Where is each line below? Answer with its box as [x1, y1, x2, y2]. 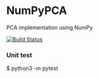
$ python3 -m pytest [6, 65, 58, 72]
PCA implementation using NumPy [6, 24, 93, 31]
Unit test [6, 51, 32, 59]
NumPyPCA [6, 4, 67, 18]
